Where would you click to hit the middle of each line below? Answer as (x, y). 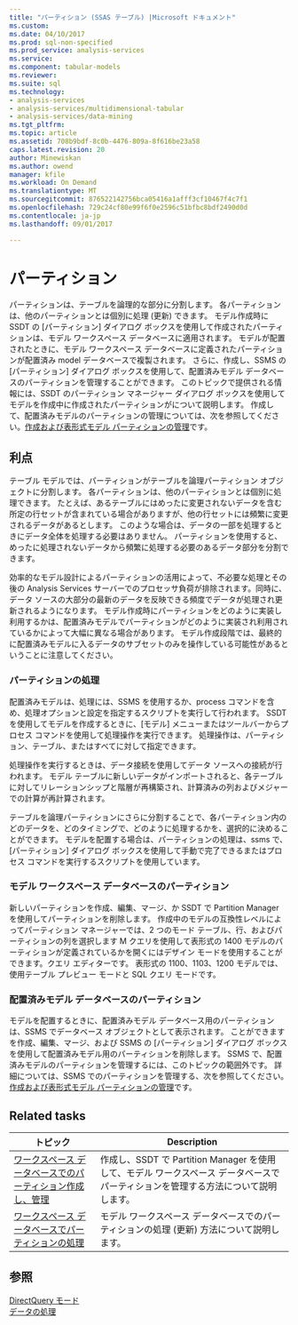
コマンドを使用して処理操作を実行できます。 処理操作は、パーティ (155, 735)
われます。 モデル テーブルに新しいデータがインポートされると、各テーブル (146, 776)
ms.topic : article (43, 133)
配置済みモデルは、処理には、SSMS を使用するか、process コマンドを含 (142, 701)
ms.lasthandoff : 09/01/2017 (61, 224)
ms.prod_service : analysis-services (77, 51)
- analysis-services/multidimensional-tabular (97, 108)
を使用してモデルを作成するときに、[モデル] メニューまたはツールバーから (145, 723)
